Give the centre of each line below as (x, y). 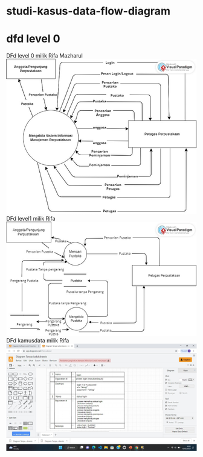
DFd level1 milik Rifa (31, 219)
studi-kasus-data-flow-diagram (89, 11)
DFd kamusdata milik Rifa (38, 340)
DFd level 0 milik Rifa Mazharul (44, 56)
